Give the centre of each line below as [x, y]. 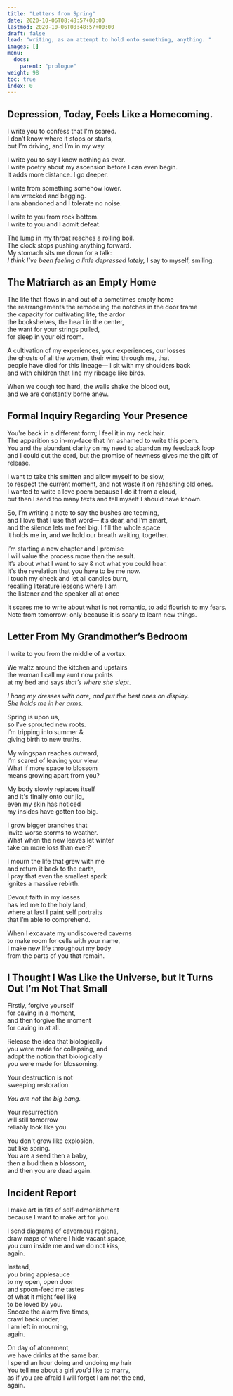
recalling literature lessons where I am [62, 586]
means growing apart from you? [54, 775]
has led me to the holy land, [47, 904]
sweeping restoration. [39, 1085]
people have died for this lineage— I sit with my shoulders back [99, 365]
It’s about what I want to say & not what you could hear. [87, 563]
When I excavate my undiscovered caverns [69, 933]
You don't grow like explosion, [51, 1141]
